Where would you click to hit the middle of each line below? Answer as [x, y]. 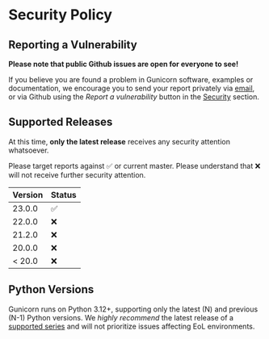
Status [64, 195]
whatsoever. [29, 150]
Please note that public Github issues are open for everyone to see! [124, 64]
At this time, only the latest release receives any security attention [119, 141]
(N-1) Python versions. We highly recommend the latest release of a [121, 317]
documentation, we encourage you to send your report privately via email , [132, 88]
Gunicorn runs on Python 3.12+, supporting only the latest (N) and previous [133, 309]
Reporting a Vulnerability [73, 45]
